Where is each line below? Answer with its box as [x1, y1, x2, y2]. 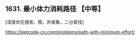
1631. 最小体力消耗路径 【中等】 [5, 4, 105, 13]
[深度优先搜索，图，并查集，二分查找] [5, 19, 84, 25]
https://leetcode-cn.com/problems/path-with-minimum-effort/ [5, 29, 135, 35]
